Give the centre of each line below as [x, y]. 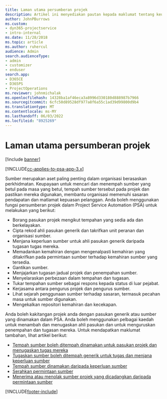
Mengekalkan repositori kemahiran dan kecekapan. [65, 304]
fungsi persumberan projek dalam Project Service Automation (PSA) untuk [81, 205]
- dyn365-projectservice [31, 28]
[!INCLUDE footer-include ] [32, 392]
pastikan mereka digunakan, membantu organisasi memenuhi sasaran [77, 194]
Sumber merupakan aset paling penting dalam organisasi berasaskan [76, 178]
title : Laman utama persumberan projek [46, 10]
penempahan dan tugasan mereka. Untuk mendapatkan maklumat [73, 330]
